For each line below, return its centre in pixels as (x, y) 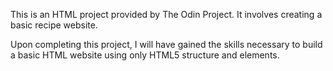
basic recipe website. (54, 25)
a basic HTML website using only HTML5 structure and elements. (145, 55)
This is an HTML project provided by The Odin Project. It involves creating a (166, 14)
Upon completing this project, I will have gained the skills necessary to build (166, 44)
